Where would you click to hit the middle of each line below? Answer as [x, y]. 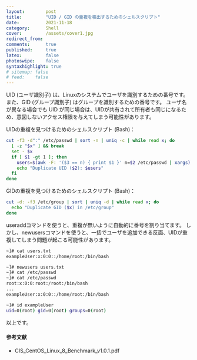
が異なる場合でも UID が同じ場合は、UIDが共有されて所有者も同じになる [94, 110]
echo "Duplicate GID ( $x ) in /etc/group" [63, 207]
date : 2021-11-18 [39, 22]
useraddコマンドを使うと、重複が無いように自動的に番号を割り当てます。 [96, 225]
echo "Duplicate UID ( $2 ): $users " [60, 168]
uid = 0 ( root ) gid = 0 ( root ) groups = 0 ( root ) [56, 311]
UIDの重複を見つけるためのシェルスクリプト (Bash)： [71, 130]
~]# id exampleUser [30, 305]
